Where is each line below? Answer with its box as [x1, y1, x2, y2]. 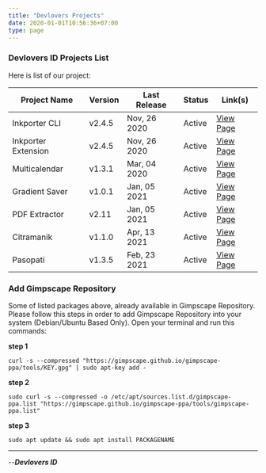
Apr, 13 [126, 227, 155, 238]
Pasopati [12, 254, 45, 265]
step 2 [8, 377, 30, 387]
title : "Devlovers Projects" [8, 11, 104, 20]
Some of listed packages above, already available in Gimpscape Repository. [8, 300, 256, 310]
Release [135, 99, 167, 110]
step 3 [8, 421, 30, 430]
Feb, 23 [126, 249, 156, 260]
